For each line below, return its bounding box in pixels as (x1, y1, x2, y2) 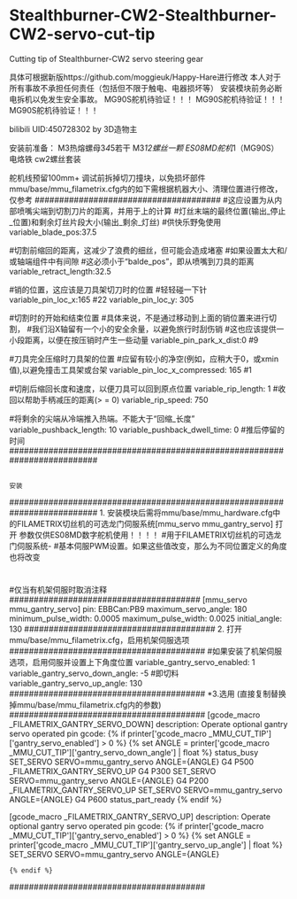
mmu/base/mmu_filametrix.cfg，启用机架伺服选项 (9, 635, 190, 646)
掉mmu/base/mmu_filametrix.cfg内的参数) (9, 700, 162, 710)
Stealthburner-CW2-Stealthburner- (9, 5, 277, 26)
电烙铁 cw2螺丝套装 (9, 153, 81, 164)
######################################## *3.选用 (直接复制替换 (9, 688, 287, 700)
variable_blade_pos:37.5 (9, 227, 97, 237)
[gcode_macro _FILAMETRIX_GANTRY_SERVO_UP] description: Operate (9, 811, 271, 822)
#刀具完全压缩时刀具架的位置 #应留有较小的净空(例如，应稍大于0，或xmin (9, 353, 279, 364)
